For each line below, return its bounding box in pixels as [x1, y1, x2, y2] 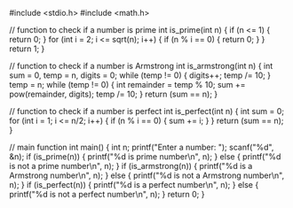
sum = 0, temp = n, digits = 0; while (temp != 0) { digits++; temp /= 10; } [9, 70, 272, 81]
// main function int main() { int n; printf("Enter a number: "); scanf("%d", [9, 142, 274, 152]
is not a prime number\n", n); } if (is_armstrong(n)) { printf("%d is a [9, 161, 253, 171]
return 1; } [9, 43, 45, 54]
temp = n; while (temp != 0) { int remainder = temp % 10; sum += [9, 80, 246, 89]
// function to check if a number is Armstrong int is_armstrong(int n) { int [9, 61, 273, 71]
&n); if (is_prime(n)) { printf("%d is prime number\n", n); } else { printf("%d [9, 151, 281, 162]
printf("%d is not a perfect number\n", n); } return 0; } [9, 189, 205, 199]
